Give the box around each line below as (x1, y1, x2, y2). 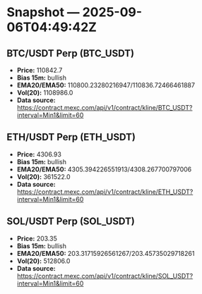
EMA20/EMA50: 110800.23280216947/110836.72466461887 (16, 81, 196, 89)
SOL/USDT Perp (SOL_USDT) (6, 216, 135, 228)
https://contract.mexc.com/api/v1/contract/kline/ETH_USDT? (16, 188, 194, 196)
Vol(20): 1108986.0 (16, 89, 73, 97)
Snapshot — (6, 4, 80, 20)
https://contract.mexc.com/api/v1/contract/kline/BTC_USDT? (16, 104, 193, 111)
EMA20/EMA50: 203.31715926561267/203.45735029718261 (16, 249, 195, 257)
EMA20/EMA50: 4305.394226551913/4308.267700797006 (16, 165, 192, 173)
